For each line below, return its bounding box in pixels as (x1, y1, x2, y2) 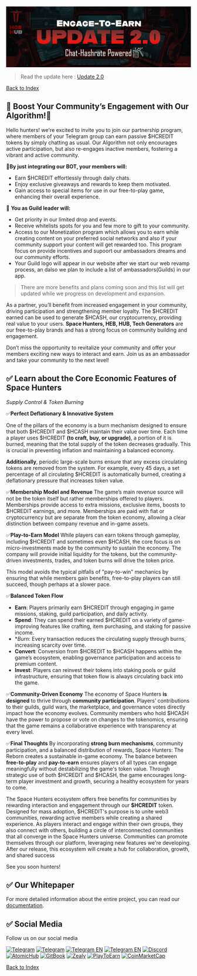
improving (14, 623, 39, 630)
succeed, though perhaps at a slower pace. (6, 581, 111, 588)
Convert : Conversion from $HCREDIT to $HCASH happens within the (14, 647, 182, 654)
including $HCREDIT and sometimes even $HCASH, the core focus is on (6, 538, 181, 545)
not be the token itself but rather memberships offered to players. (6, 495, 164, 502)
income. (14, 628, 35, 636)
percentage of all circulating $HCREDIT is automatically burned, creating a (6, 471, 186, 478)
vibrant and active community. (6, 151, 79, 158)
